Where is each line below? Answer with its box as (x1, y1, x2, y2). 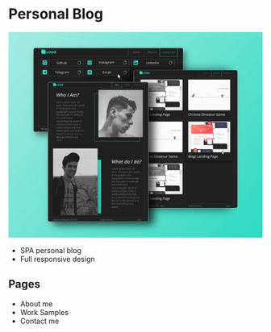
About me (19, 299, 53, 309)
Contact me (19, 316, 60, 326)
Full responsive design (19, 254, 95, 264)
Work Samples (19, 307, 69, 317)
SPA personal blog (19, 245, 82, 255)
